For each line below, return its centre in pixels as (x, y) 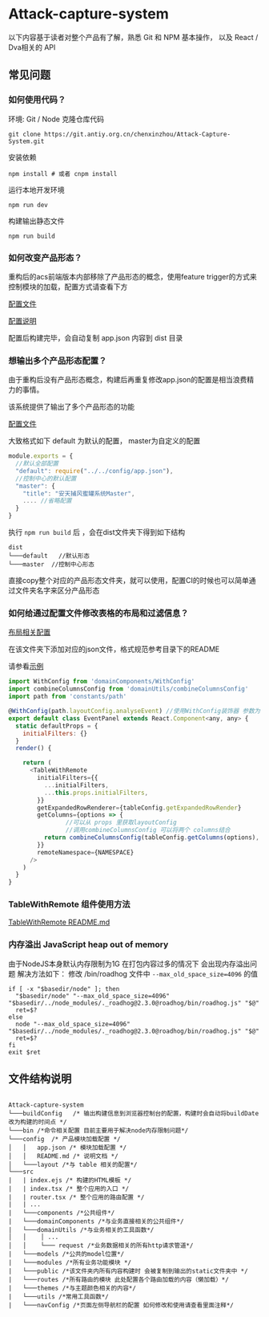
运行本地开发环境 (36, 190)
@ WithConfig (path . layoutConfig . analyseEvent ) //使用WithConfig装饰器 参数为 (134, 712)
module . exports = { (41, 456)
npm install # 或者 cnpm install (63, 173)
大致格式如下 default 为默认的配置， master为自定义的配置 (104, 441)
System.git (26, 141)
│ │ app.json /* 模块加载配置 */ (67, 1148)
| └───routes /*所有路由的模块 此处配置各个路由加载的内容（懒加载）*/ (119, 1279)
